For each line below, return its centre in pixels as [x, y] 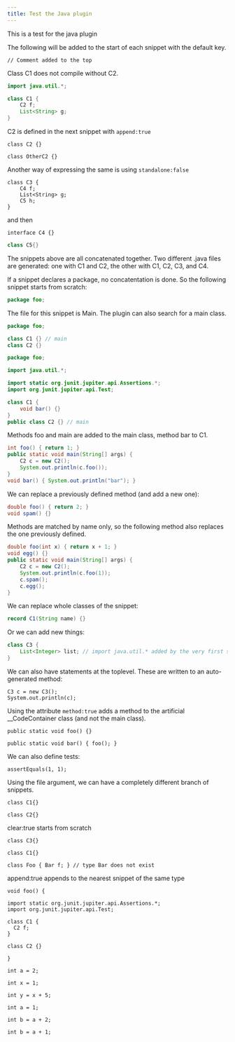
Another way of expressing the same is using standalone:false [98, 170]
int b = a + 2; [29, 1020]
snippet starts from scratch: [47, 287]
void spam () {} [29, 513]
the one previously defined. [47, 534]
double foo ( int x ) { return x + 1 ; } [62, 547]
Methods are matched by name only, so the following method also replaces [115, 527]
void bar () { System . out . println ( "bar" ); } [72, 481]
